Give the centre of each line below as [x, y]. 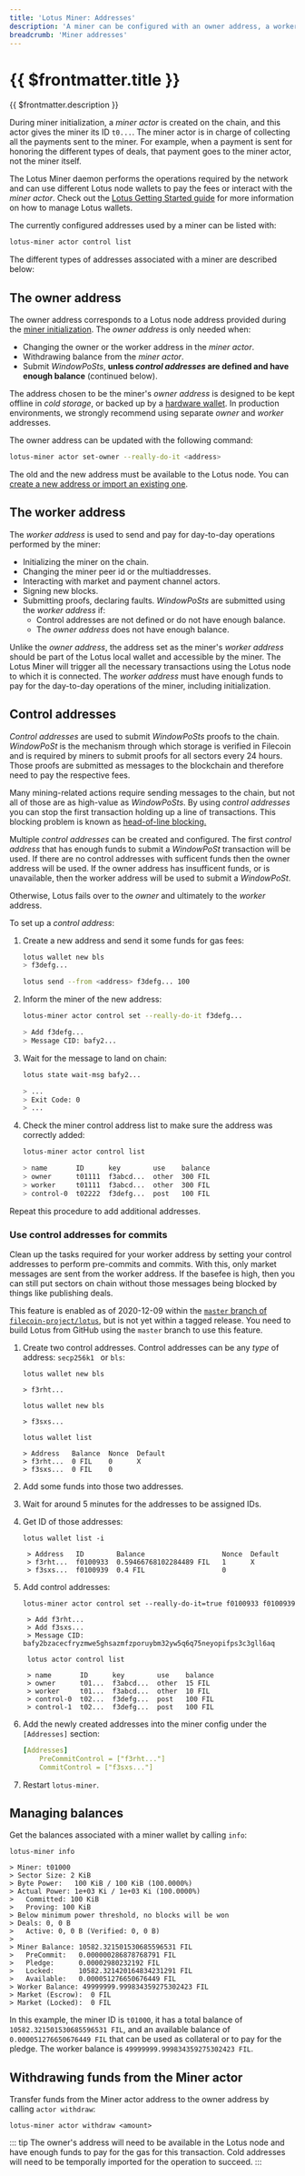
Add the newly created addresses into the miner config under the [145, 1724]
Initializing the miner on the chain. [86, 561]
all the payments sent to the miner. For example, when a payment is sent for [151, 142]
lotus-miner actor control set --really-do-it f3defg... [133, 1016]
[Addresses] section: [61, 1733]
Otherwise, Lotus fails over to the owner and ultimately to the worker [138, 895]
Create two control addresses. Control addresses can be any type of [151, 1347]
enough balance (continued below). [90, 376]
